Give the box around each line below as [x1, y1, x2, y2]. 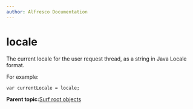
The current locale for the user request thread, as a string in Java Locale [6, 55, 187, 62]
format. [6, 61, 25, 68]
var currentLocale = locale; [6, 85, 80, 91]
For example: [6, 73, 39, 81]
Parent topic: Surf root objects [6, 95, 82, 103]
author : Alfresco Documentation [6, 8, 88, 15]
